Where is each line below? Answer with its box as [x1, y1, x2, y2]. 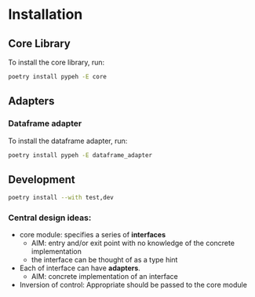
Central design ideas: [8, 212, 92, 223]
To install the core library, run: [8, 57, 105, 67]
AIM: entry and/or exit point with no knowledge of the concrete [31, 238, 235, 248]
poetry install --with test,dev [8, 194, 114, 202]
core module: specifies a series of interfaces [19, 230, 166, 240]
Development [8, 173, 76, 186]
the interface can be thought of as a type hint [31, 255, 178, 265]
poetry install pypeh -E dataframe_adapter [8, 151, 153, 159]
